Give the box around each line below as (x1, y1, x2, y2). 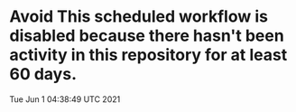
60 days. (9, 64, 78, 85)
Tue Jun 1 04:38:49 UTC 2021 (9, 93, 121, 105)
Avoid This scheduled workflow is (9, 6, 269, 27)
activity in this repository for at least (9, 45, 288, 65)
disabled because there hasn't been (9, 25, 284, 46)
